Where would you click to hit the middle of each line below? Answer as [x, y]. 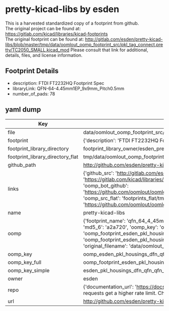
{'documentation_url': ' [110, 286]
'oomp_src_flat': [102, 198]
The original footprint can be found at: [45, 39]
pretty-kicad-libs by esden [62, 9]
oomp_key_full [25, 262]
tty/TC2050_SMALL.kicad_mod [37, 50]
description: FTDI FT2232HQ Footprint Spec [58, 83]
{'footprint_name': [104, 221]
